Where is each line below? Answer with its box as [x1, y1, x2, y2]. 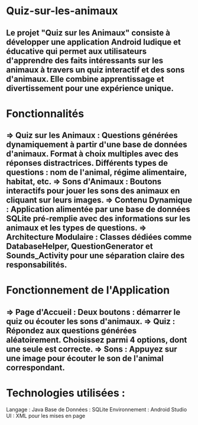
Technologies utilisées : [6, 386, 125, 400]
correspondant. [6, 362, 65, 372]
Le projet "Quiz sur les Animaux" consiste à [6, 28, 170, 38]
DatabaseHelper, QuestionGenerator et [6, 242, 153, 252]
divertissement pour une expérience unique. [6, 83, 174, 93]
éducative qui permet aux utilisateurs [6, 46, 147, 56]
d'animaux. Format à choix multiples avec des [6, 149, 179, 159]
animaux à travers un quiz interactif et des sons [6, 65, 185, 75]
